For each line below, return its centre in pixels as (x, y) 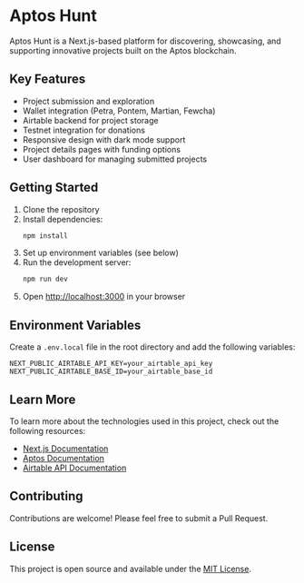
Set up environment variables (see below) (101, 253)
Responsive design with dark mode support (104, 139)
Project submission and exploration (88, 101)
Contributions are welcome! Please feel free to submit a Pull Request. (139, 518)
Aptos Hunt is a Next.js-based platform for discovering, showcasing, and (145, 41)
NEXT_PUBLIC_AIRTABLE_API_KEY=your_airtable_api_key (111, 364)
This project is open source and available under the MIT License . (131, 568)
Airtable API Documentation (74, 468)
